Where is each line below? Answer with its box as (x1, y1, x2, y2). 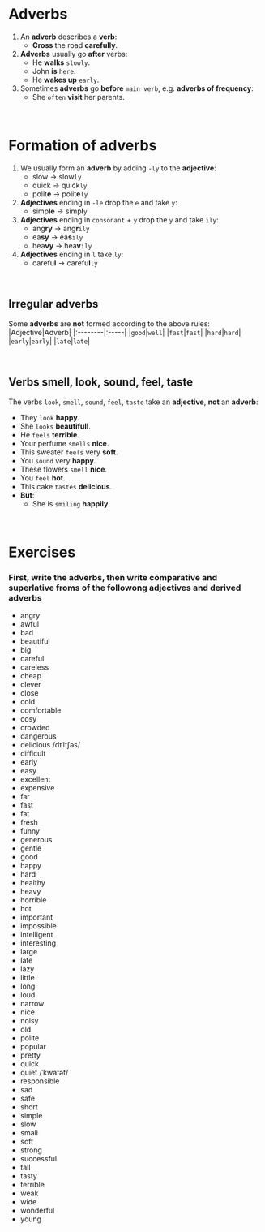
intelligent (19, 929, 53, 939)
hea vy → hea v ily (32, 240, 92, 250)
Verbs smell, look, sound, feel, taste (8, 375, 193, 390)
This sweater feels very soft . (19, 447, 118, 457)
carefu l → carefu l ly (32, 257, 99, 268)
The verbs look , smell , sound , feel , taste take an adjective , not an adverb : (8, 397, 259, 407)
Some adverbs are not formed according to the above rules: (8, 318, 211, 329)
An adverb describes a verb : (19, 32, 118, 41)
